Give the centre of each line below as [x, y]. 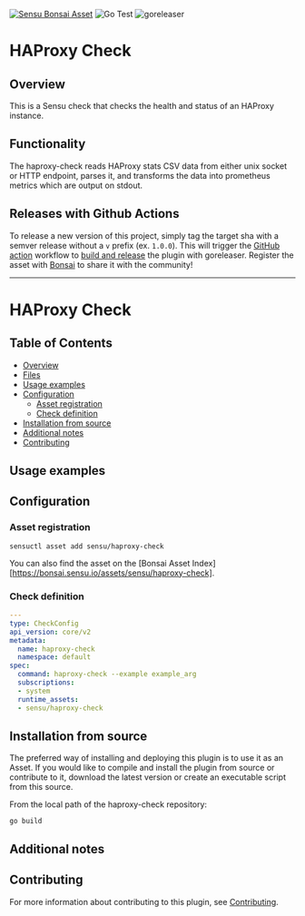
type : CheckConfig [44, 623]
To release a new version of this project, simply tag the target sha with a [144, 235]
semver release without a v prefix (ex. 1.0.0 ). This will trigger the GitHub [144, 245]
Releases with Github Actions [94, 214]
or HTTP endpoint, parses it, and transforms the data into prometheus [140, 175]
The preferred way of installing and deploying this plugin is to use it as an [147, 758]
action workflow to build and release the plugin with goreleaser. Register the [152, 255]
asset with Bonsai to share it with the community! [101, 264]
